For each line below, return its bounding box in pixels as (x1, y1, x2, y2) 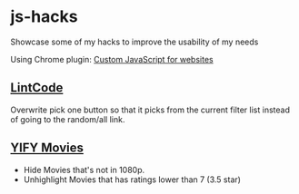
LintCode (10, 80, 64, 96)
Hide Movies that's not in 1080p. (23, 164, 145, 175)
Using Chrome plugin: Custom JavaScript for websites (10, 53, 214, 64)
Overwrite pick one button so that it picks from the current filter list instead (10, 104, 290, 115)
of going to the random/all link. (10, 113, 125, 124)
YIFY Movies (10, 141, 85, 156)
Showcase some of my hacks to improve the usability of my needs (10, 36, 259, 47)
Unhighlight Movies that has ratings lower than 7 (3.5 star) (23, 174, 242, 185)
